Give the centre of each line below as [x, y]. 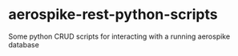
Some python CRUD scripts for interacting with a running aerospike [119, 36]
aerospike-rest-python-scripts [113, 15]
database [24, 44]
